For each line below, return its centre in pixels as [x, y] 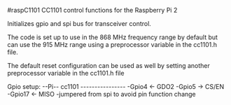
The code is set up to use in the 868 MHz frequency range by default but [113, 37]
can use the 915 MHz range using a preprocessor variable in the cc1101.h [112, 44]
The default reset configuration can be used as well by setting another [108, 65]
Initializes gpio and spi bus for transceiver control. [79, 23]
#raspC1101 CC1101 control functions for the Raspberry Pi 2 [92, 10]
